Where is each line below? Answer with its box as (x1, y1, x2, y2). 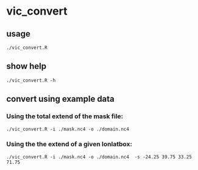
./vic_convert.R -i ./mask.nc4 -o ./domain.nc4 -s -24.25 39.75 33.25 (6, 154, 192, 160)
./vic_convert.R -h (6, 77, 56, 83)
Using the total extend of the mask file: (6, 112, 124, 121)
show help (6, 61, 47, 71)
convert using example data (6, 94, 115, 104)
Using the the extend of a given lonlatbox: (6, 140, 133, 149)
